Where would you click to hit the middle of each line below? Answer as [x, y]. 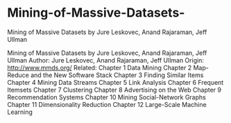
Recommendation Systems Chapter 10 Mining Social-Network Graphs [106, 97]
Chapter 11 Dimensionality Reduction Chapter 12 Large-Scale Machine [107, 104]
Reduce [18, 75]
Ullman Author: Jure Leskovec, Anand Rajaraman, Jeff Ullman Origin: [106, 60]
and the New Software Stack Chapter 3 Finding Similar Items [117, 75]
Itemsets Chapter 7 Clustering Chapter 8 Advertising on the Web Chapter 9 [114, 90]
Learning [20, 112]
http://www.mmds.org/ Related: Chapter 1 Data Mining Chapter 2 [100, 67]
